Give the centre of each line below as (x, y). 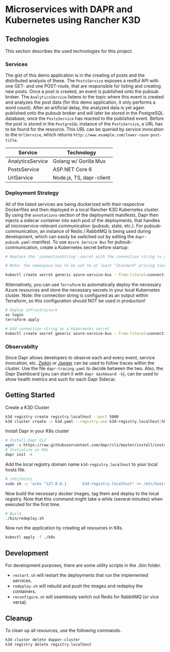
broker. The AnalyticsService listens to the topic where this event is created (84, 97)
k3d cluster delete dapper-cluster (43, 640)
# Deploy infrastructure (31, 310)
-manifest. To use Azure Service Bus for (72, 242)
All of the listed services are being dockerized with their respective (75, 204)
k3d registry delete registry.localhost (49, 644)
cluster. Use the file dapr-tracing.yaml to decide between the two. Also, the (84, 368)
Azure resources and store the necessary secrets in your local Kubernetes (83, 290)
